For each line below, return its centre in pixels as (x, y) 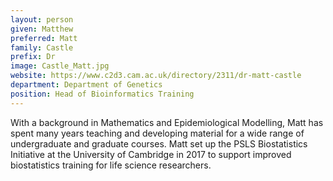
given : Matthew (42, 29)
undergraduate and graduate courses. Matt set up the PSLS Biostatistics (159, 143)
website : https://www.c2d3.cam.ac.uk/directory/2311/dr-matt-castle (156, 76)
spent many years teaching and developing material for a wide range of (157, 133)
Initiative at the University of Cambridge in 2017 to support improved (151, 154)
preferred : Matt (44, 38)
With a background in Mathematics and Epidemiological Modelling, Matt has (167, 122)
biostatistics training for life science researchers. (111, 165)
